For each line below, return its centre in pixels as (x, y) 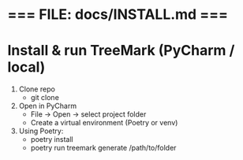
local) (26, 67)
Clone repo (37, 89)
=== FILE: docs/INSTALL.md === (118, 15)
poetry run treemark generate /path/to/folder (103, 148)
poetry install (52, 140)
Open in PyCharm (47, 106)
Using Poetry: (41, 131)
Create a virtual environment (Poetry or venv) (104, 123)
